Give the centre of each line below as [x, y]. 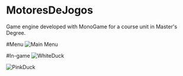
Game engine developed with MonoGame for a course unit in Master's [92, 27]
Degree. [16, 32]
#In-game [18, 55]
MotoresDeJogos [50, 10]
